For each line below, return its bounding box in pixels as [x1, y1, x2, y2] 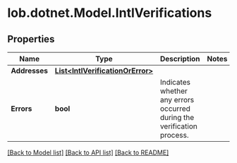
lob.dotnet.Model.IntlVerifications [7, 5, 212, 21]
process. [159, 131, 189, 140]
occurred [159, 104, 190, 114]
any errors [159, 95, 195, 104]
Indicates [159, 78, 190, 87]
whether [159, 86, 188, 96]
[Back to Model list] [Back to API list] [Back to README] [7, 148, 169, 157]
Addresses [11, 66, 48, 76]
